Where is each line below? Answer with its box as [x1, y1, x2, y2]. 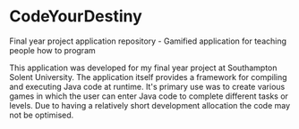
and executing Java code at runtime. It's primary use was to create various [9, 81, 286, 92]
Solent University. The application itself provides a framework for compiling [9, 71, 288, 82]
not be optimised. [9, 109, 74, 120]
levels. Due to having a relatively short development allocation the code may [9, 100, 291, 110]
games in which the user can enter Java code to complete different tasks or [9, 91, 289, 101]
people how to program [9, 44, 96, 55]
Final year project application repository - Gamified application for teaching [9, 36, 287, 46]
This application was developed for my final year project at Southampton [9, 62, 278, 73]
